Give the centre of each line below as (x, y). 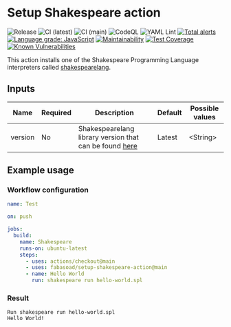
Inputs (21, 89)
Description (114, 112)
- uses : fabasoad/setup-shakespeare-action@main (96, 268)
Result (18, 298)
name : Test (23, 204)
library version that (109, 137)
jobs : (15, 229)
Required (56, 112)
